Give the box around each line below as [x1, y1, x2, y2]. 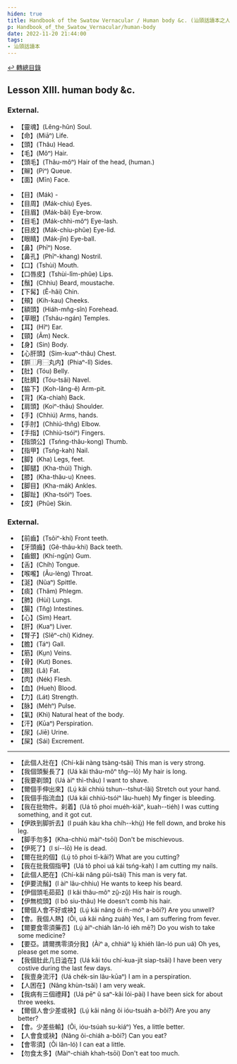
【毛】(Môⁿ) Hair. [17, 149, 68, 157]
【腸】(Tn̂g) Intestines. [17, 604, 84, 612]
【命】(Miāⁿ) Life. [17, 131, 69, 140]
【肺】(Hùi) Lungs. [17, 596, 73, 604]
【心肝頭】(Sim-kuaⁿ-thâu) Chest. [17, 349, 117, 357]
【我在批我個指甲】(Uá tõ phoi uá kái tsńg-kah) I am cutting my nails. [17, 862, 218, 870]
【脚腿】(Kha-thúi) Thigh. [17, 464, 93, 472]
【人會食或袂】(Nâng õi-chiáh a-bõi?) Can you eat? [17, 1031, 167, 1039]
